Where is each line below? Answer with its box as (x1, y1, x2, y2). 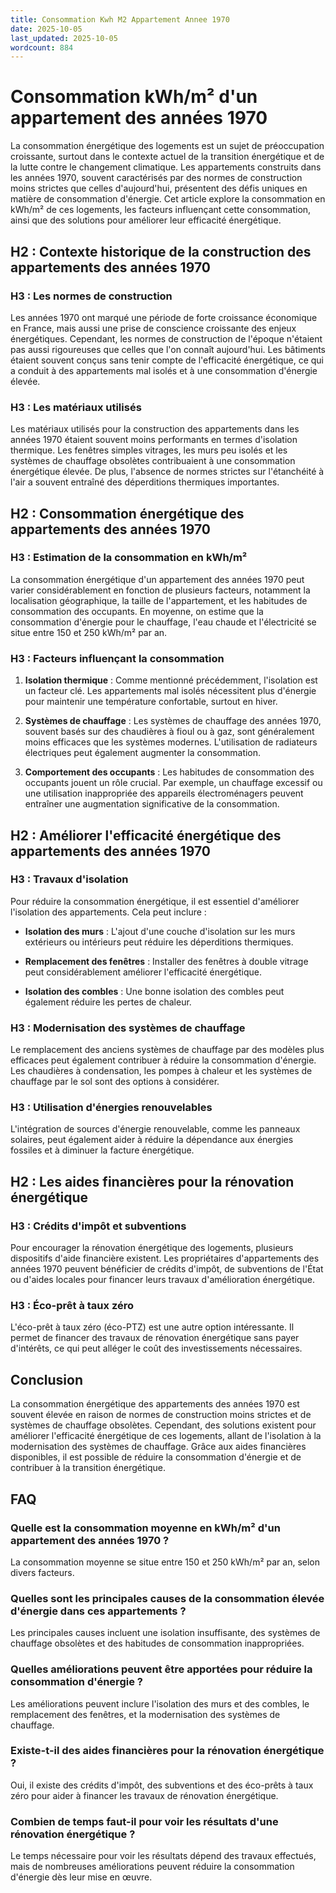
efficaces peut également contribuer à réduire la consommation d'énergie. (10, 1054, 317, 1066)
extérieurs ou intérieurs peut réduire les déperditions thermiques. (24, 936, 294, 948)
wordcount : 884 (10, 42, 74, 53)
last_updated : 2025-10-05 (10, 33, 118, 43)
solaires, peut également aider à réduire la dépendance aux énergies (10, 1134, 294, 1146)
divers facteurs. (10, 1566, 75, 1578)
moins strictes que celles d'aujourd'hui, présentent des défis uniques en (10, 182, 308, 195)
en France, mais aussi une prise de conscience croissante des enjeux (10, 322, 297, 334)
